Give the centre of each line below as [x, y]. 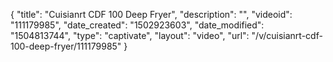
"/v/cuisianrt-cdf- [287, 35]
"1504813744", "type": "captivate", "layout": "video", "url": [130, 35]
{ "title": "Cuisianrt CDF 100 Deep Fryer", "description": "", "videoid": [151, 14]
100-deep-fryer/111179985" [66, 46]
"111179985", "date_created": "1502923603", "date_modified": [137, 25]
